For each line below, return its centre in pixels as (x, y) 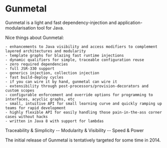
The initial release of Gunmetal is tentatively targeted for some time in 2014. (83, 140)
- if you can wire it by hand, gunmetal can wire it (61, 81)
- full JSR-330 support (30, 68)
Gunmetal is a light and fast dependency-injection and (61, 22)
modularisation (20, 27)
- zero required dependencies (37, 64)
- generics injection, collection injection (52, 73)
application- (130, 22)
